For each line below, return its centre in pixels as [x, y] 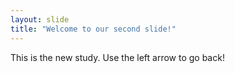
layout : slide [40, 19]
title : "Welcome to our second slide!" [93, 29]
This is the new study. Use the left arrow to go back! [117, 57]
